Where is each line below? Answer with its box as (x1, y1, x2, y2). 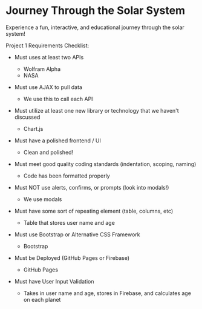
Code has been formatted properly (23, 172, 110, 179)
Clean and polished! (23, 148, 74, 156)
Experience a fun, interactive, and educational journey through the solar (5, 24, 185, 31)
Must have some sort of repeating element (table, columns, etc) (14, 207, 174, 214)
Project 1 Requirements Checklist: (5, 42, 90, 49)
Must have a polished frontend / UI (14, 137, 101, 144)
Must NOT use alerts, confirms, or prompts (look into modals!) (14, 184, 169, 191)
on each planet (23, 296, 61, 303)
